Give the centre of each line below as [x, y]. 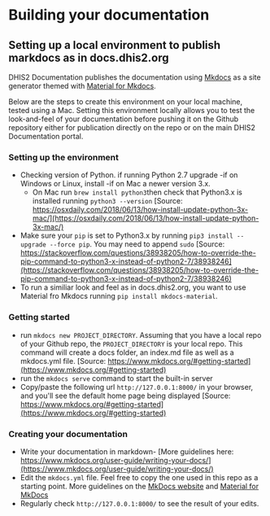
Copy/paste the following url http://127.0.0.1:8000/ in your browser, [137, 387]
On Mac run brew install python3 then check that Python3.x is [137, 192]
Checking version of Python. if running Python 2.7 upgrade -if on [129, 175]
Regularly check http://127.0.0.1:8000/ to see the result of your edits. [139, 503]
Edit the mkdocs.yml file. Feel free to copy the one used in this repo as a [139, 477]
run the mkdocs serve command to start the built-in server [116, 378]
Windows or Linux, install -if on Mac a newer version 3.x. [115, 184]
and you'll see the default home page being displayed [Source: [125, 396]
